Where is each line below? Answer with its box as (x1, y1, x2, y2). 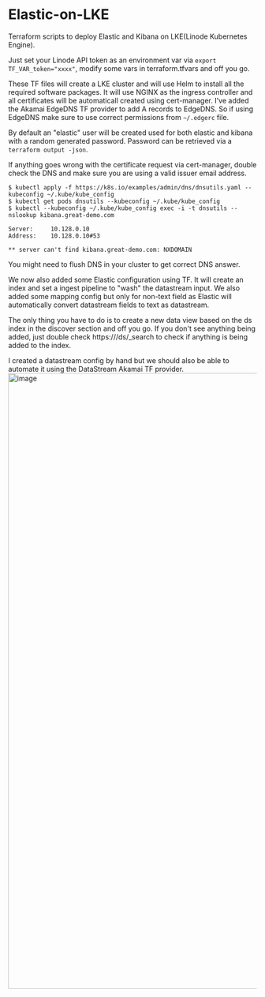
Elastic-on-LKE (8, 6, 110, 24)
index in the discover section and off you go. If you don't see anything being (8, 324, 256, 333)
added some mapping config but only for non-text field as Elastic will (8, 291, 233, 301)
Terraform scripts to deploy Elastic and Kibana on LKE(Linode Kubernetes (8, 32, 248, 41)
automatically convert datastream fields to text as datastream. (8, 300, 210, 309)
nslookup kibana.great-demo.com (8, 211, 114, 219)
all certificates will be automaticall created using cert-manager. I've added (8, 96, 250, 105)
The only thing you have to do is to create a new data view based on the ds (8, 315, 252, 324)
